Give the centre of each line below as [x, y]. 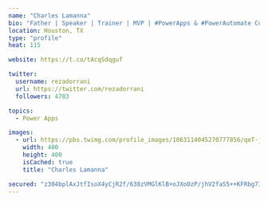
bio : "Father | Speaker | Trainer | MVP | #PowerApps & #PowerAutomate [130, 23]
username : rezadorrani [53, 81]
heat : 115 [25, 45]
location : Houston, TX [46, 30]
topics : [21, 111]
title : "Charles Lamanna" [66, 169]
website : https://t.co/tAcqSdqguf [66, 60]
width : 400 [41, 148]
